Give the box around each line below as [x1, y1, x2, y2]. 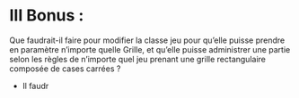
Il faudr [22, 80, 49, 91]
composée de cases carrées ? [9, 63, 121, 74]
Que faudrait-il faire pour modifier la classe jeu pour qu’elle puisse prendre [9, 35, 286, 45]
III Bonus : [9, 5, 84, 26]
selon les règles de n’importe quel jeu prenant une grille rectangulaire [9, 53, 267, 64]
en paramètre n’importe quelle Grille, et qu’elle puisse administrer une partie [9, 44, 291, 54]
